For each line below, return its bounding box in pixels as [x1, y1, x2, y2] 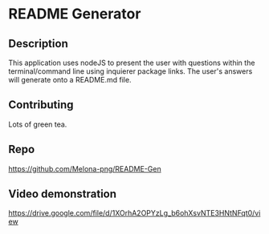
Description [8, 37, 68, 50]
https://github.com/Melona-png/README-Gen [8, 163, 162, 173]
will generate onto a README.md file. [8, 75, 132, 84]
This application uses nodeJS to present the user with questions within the [8, 58, 255, 67]
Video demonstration [8, 188, 117, 201]
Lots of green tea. [8, 119, 67, 129]
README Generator [8, 5, 141, 23]
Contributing [8, 98, 74, 112]
